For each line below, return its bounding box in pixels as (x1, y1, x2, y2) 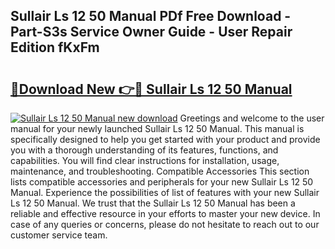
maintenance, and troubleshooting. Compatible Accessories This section (10, 165, 310, 177)
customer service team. (10, 229, 108, 241)
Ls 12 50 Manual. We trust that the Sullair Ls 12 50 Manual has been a (10, 197, 296, 209)
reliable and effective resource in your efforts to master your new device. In (10, 208, 321, 219)
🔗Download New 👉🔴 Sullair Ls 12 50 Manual (10, 80, 293, 98)
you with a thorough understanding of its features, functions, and (10, 144, 279, 156)
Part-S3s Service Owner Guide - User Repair (10, 24, 293, 41)
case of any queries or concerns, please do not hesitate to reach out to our (10, 219, 320, 230)
